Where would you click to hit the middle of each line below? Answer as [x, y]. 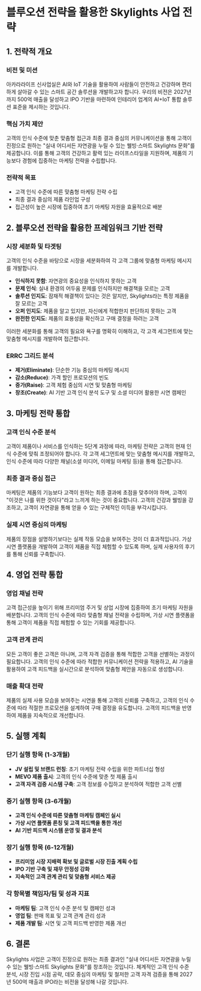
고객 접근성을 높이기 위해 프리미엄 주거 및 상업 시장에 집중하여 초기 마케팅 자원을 [100, 607]
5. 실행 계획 [26, 736]
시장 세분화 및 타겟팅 [34, 246]
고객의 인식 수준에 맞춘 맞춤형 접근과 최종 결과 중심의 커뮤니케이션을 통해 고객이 [99, 138]
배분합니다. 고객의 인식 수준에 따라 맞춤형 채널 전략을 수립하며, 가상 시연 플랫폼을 [100, 615]
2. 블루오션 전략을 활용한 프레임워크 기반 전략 [85, 228]
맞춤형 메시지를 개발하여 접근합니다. [48, 339]
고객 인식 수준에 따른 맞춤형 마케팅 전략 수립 [66, 192]
